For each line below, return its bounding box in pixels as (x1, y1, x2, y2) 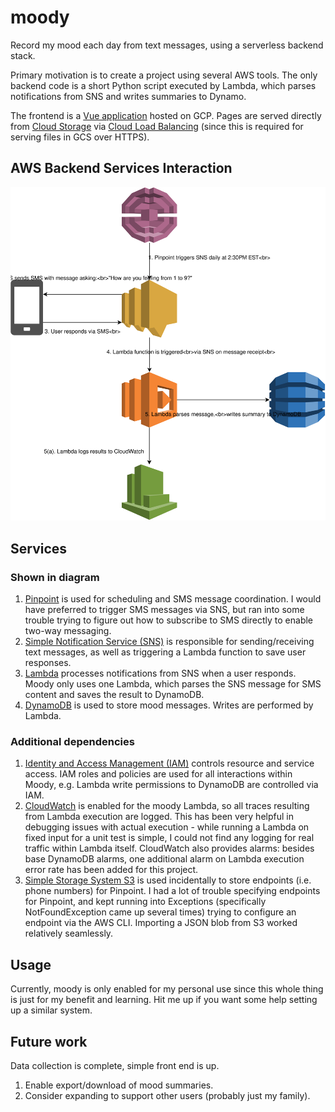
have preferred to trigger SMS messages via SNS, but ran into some (24, 604, 305, 616)
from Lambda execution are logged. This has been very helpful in (24, 811, 294, 823)
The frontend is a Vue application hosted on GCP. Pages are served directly (10, 109, 322, 121)
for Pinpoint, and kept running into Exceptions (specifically (24, 896, 267, 908)
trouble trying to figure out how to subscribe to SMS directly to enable (24, 614, 314, 626)
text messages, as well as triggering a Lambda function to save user (24, 646, 307, 658)
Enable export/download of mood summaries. (24, 1079, 214, 1091)
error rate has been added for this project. (24, 864, 199, 876)
